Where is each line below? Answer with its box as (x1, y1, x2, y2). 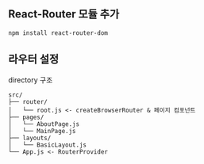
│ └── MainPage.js (8, 127, 77, 135)
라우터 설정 (8, 52, 60, 66)
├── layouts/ (8, 134, 52, 142)
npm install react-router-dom (8, 29, 109, 37)
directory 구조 (8, 74, 53, 85)
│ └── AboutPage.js (8, 120, 80, 128)
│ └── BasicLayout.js (8, 141, 87, 149)
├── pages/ (8, 113, 44, 121)
